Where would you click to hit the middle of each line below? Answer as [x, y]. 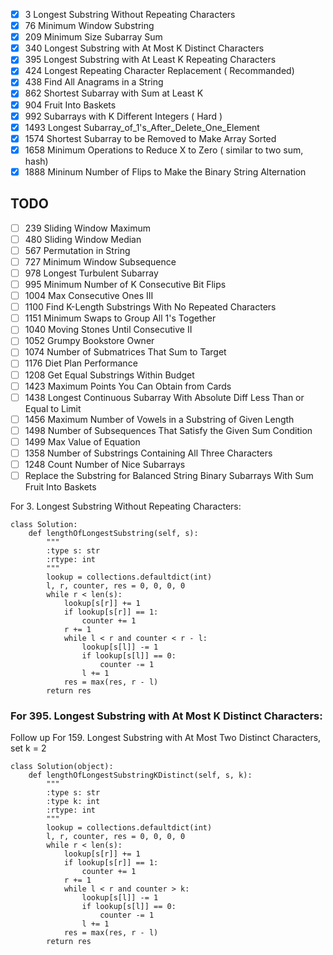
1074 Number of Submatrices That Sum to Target [125, 352]
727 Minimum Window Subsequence [100, 261]
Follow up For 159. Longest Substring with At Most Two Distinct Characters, [166, 738]
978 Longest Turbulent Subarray [91, 273]
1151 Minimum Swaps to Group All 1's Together [120, 318]
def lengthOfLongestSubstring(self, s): [113, 534]
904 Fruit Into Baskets [70, 105]
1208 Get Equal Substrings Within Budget [109, 375]
